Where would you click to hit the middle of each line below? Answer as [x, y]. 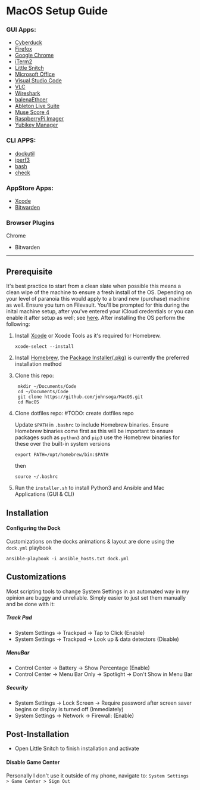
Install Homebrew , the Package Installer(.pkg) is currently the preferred [102, 358]
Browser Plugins [30, 223]
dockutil [25, 153]
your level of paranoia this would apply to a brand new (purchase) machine [98, 299]
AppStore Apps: [30, 188]
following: [18, 324]
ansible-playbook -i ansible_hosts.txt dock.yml [68, 558]
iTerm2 [24, 61]
